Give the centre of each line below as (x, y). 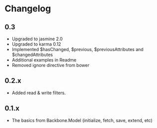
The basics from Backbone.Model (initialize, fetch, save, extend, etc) (82, 120)
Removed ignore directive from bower (51, 65)
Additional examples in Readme (44, 60)
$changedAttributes (32, 55)
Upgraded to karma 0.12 (37, 44)
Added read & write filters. (39, 93)
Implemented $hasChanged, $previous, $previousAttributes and (78, 49)
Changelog (28, 9)
